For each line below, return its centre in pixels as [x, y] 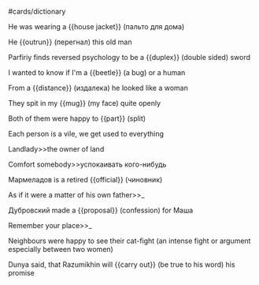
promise [22, 273]
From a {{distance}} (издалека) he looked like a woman [98, 88]
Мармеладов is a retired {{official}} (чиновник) [85, 180]
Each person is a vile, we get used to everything [86, 134]
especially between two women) [61, 249]
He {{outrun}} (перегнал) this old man [70, 42]
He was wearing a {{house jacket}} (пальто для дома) [96, 26]
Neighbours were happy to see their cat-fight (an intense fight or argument [129, 241]
